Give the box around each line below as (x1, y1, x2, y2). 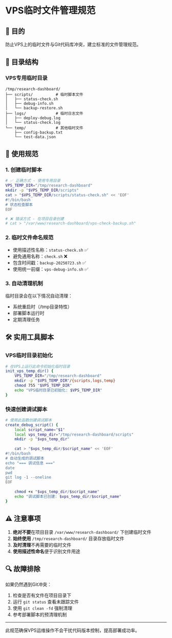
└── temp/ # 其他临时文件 (5, 125, 83, 130)
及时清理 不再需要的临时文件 (12, 541, 72, 548)
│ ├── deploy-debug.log (5, 115, 60, 121)
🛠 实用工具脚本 (5, 333, 54, 342)
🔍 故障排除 (5, 565, 41, 573)
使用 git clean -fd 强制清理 (12, 605, 73, 611)
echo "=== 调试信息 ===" (5, 460, 55, 465)
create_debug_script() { (5, 422, 58, 427)
